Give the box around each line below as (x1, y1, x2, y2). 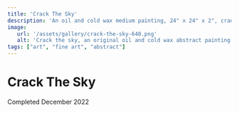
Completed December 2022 (7, 97, 90, 106)
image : (7, 23, 27, 31)
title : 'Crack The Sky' (7, 10, 78, 18)
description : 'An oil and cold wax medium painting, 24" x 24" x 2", (7, 17, 218, 24)
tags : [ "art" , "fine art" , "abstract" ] (7, 43, 126, 50)
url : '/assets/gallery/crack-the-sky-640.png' (16, 30, 158, 38)
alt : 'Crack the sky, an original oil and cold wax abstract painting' (16, 37, 234, 44)
